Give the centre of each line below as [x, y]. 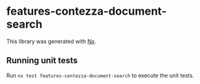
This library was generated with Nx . [51, 41]
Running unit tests [42, 60]
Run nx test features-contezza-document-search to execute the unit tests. [100, 75]
